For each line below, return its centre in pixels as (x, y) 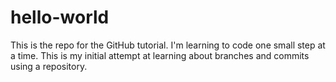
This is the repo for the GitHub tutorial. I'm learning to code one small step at (168, 45)
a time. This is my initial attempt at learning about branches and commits (160, 55)
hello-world (60, 17)
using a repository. (49, 66)
